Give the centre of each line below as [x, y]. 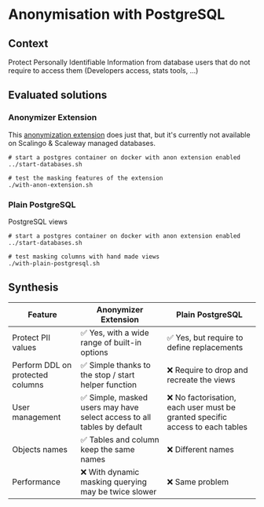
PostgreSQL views [38, 221]
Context [28, 44]
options [94, 352]
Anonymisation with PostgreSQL [117, 15]
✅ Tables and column [120, 440]
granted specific [197, 417]
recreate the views [201, 380]
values [24, 347]
